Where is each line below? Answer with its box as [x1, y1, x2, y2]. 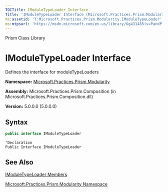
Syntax [5, 118, 28, 126]
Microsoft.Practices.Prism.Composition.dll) [5, 93, 93, 100]
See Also [5, 158, 33, 166]
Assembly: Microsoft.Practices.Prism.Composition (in [5, 88, 116, 94]
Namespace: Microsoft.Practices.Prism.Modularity [5, 78, 110, 85]
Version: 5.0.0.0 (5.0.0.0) [5, 103, 57, 109]
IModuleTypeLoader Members [5, 171, 67, 177]
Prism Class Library [5, 35, 45, 41]
